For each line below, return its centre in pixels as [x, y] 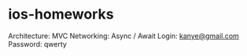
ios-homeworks [61, 14]
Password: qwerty [37, 44]
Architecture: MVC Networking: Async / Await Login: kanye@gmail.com [124, 36]
